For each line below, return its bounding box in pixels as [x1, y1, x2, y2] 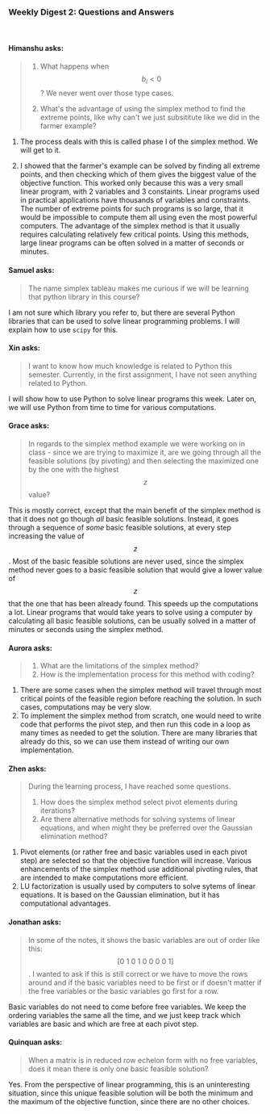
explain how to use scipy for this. [8, 325, 118, 334]
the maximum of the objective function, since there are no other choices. [8, 1096, 251, 1106]
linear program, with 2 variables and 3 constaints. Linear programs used [19, 186, 260, 196]
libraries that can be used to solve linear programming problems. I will [8, 316, 240, 325]
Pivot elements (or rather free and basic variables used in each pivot [19, 847, 247, 857]
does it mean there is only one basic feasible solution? [27, 1064, 209, 1074]
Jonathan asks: [8, 917, 62, 927]
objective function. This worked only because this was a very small [19, 178, 243, 188]
